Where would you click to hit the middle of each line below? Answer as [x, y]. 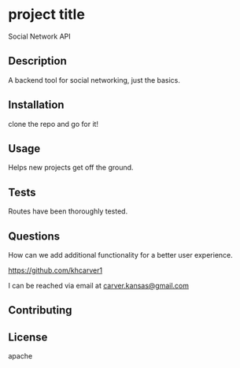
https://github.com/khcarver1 [55, 270]
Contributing [40, 310]
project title [46, 15]
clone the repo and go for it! [54, 124]
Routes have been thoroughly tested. [68, 211]
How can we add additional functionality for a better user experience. [121, 255]
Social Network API [39, 36]
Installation [36, 105]
